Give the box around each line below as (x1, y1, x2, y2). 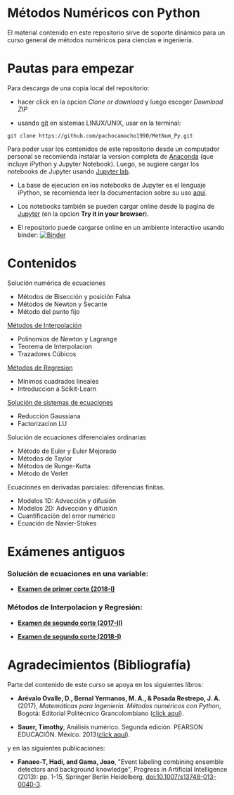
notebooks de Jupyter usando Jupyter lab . (7, 167, 131, 176)
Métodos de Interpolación (7, 321, 82, 329)
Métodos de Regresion (7, 363, 73, 372)
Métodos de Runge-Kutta (17, 461, 91, 470)
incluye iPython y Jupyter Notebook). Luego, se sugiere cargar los (7, 159, 200, 168)
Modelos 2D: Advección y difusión (17, 504, 118, 512)
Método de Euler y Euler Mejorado (17, 447, 117, 455)
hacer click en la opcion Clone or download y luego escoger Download (17, 97, 223, 106)
